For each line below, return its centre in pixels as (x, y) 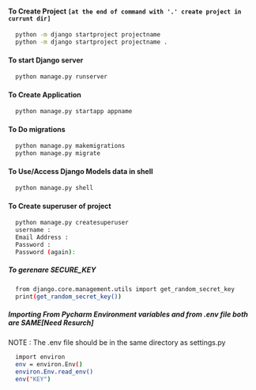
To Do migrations (37, 129)
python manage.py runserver (62, 77)
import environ (40, 357)
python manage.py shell (54, 188)
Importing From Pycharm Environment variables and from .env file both (128, 314)
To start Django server (46, 60)
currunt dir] (30, 19)
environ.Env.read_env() (54, 372)
